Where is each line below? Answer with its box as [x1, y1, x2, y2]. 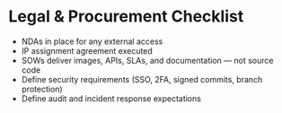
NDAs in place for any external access [21, 36, 163, 47]
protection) [21, 83, 64, 94]
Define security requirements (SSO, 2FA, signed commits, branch [21, 74, 263, 84]
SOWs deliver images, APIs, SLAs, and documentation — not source [21, 55, 274, 65]
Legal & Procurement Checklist [8, 6, 244, 27]
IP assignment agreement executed [21, 45, 154, 56]
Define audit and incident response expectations [21, 92, 201, 104]
